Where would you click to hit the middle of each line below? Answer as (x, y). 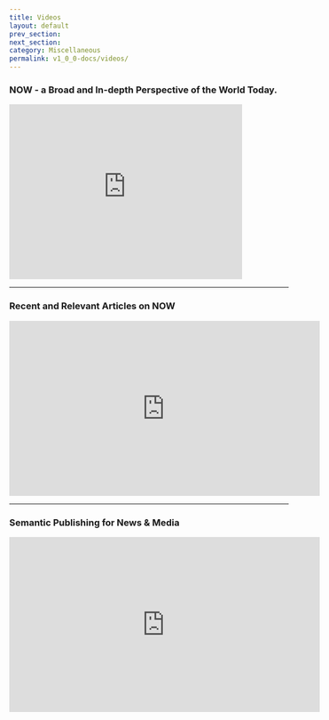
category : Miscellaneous (55, 51)
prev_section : (35, 34)
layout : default (39, 26)
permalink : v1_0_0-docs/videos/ (69, 59)
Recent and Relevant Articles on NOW (92, 306)
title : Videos (35, 17)
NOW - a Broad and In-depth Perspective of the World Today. (143, 90)
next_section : (35, 42)
